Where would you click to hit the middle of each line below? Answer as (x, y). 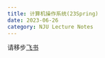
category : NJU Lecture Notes (50, 27)
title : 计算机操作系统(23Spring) (53, 14)
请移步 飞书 (23, 48)
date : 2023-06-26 (33, 20)
